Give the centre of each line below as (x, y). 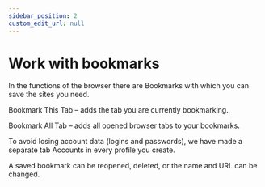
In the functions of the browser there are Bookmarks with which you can (128, 86)
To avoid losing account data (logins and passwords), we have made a (126, 142)
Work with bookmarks (84, 64)
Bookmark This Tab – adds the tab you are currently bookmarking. (118, 110)
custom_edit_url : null (46, 23)
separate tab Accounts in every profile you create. (92, 150)
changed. (24, 174)
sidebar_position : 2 (43, 16)
